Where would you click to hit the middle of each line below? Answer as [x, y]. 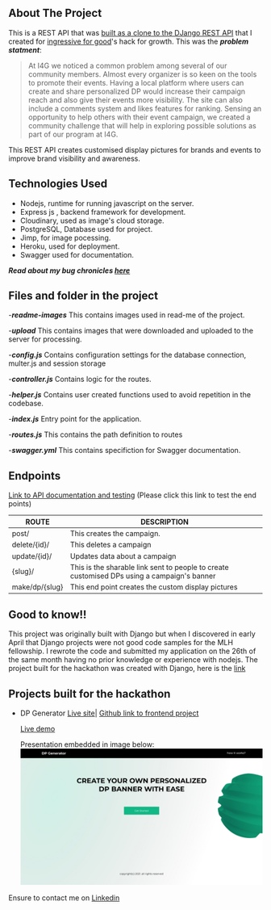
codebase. [26, 404]
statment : [25, 50]
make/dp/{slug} [38, 587]
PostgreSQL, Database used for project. [86, 229]
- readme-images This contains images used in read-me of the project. [127, 315]
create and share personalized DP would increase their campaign [137, 91]
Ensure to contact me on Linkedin [64, 898]
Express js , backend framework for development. [103, 212]
